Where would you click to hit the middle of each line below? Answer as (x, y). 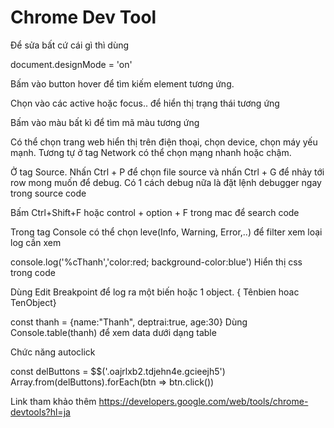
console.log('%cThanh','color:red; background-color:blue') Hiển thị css (156, 262)
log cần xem (36, 242)
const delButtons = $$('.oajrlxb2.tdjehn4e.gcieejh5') (118, 371)
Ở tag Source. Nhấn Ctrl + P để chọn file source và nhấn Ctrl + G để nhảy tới (167, 172)
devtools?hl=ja (40, 412)
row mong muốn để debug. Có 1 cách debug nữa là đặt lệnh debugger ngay (166, 182)
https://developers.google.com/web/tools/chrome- (203, 401)
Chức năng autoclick (53, 352)
